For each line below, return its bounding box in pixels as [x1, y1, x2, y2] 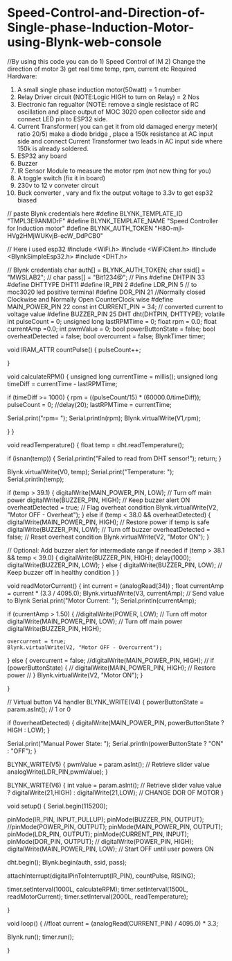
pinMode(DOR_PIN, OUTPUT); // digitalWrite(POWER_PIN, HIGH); [7, 837, 194, 845]
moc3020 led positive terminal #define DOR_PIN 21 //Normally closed [7, 288, 206, 296]
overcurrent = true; [7, 638, 67, 645]
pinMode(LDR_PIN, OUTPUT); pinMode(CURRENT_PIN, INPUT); [7, 830, 189, 838]
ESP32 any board [17, 151, 67, 160]
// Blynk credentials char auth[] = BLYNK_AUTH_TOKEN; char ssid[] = [7, 266, 206, 274]
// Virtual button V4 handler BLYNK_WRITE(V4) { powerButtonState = [7, 698, 204, 706]
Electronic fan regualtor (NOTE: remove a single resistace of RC [17, 100, 199, 108]
